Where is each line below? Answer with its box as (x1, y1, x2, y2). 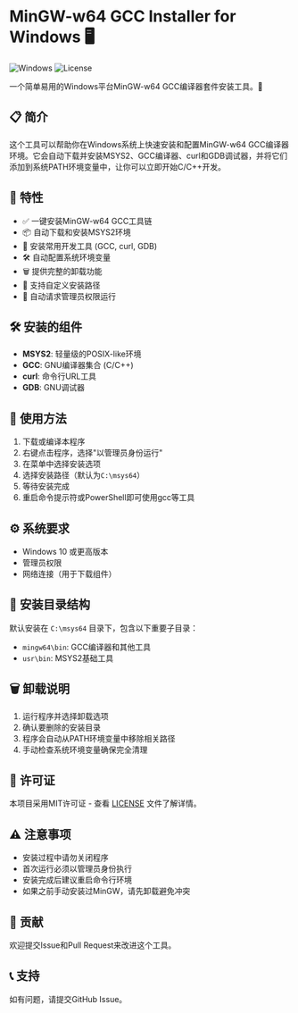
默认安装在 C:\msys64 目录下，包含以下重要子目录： (9, 623, 199, 633)
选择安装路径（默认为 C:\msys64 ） (21, 470, 145, 481)
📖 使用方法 (9, 411, 67, 426)
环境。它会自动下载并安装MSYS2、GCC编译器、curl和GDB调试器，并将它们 (9, 150, 288, 161)
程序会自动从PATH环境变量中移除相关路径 (21, 733, 176, 743)
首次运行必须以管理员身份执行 (21, 864, 132, 875)
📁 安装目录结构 (9, 597, 91, 613)
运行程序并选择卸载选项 (21, 710, 109, 721)
